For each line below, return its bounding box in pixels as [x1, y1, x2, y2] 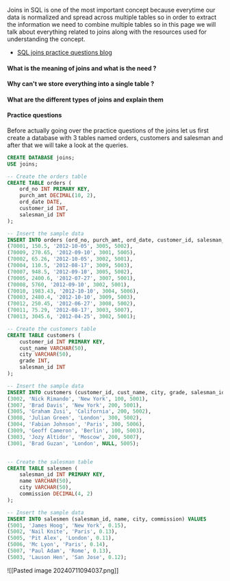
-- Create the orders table [7, 173, 88, 180]
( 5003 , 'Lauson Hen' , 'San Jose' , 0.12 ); [7, 554, 127, 560]
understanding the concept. [7, 35, 86, 43]
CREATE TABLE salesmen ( [7, 465, 78, 472]
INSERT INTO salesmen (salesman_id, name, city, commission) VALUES [7, 515, 207, 523]
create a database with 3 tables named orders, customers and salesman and [7, 133, 223, 141]
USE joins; [7, 161, 38, 168]
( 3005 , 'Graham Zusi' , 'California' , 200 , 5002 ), [7, 408, 152, 415]
